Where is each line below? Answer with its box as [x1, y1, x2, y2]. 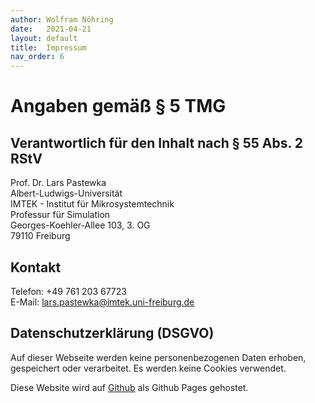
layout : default [10, 33, 78, 43]
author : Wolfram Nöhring [10, 14, 114, 25]
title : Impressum [10, 42, 87, 53]
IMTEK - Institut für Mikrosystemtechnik [10, 198, 175, 210]
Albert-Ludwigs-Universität [10, 187, 123, 200]
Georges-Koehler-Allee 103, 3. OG [10, 219, 151, 231]
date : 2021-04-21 [10, 24, 92, 34]
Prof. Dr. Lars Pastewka [10, 177, 107, 189]
